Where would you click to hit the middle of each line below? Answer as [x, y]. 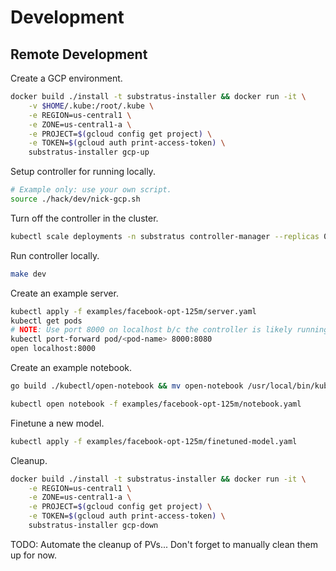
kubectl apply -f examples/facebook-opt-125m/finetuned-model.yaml [154, 441]
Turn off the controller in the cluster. [84, 218]
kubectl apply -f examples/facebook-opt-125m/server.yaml [133, 311]
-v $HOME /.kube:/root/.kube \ [91, 106]
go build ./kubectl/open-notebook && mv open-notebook [127, 386]
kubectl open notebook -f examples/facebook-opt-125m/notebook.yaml [156, 404]
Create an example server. [64, 293]
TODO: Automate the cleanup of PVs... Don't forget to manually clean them [164, 544]
